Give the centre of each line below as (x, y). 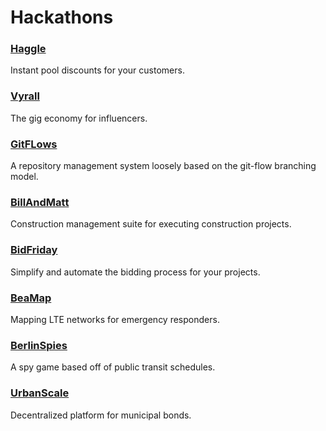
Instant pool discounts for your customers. (97, 70)
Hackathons (62, 17)
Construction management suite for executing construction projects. (151, 224)
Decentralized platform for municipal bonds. (101, 415)
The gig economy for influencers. (79, 118)
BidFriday (34, 250)
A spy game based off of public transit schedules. (113, 367)
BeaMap (31, 298)
